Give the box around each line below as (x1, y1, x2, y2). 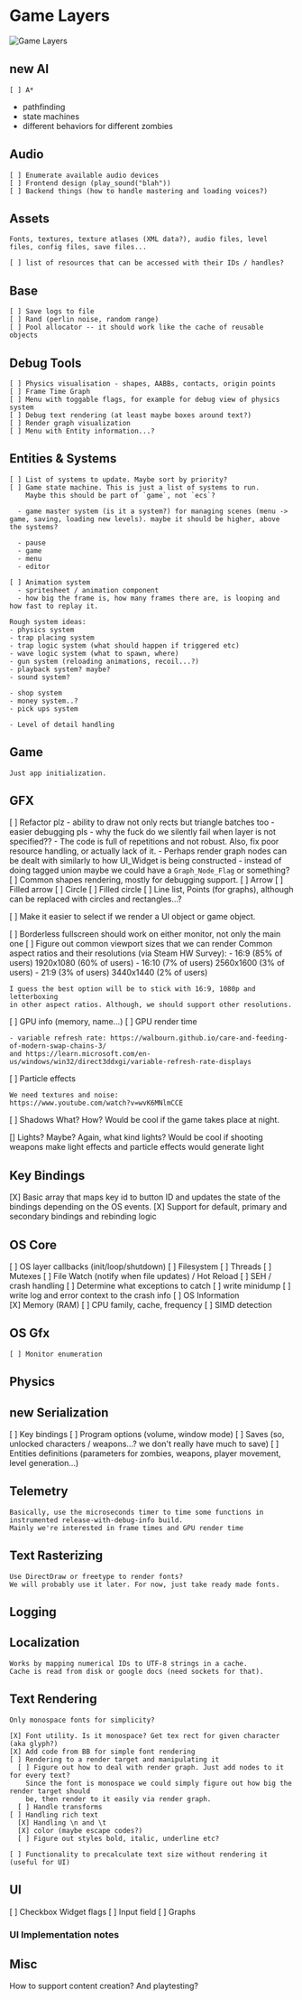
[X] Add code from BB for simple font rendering (9, 1747, 196, 1756)
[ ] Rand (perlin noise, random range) (9, 315, 160, 324)
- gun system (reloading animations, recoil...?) (9, 657, 200, 666)
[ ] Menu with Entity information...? (9, 426, 155, 435)
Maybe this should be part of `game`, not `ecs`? (25, 491, 216, 500)
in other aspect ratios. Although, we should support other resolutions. (9, 1000, 293, 1010)
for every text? (9, 1771, 70, 1780)
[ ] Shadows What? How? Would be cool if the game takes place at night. (9, 1115, 279, 1126)
